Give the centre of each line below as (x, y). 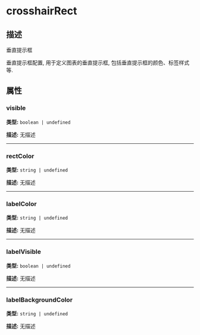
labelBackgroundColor (40, 300)
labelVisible (24, 252)
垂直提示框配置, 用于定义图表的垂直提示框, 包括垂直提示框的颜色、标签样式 (98, 63)
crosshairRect (42, 11)
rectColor (20, 156)
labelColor (21, 204)
